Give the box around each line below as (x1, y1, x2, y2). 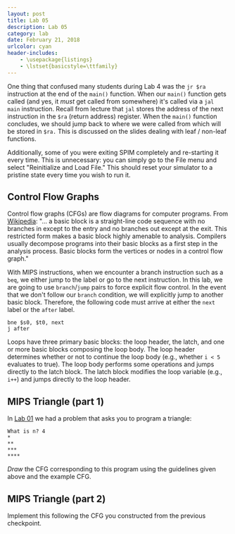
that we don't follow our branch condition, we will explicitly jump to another (7, 290, 224, 299)
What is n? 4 (7, 428, 46, 435)
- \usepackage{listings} (20, 56, 93, 63)
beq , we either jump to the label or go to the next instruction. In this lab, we (7, 275, 223, 284)
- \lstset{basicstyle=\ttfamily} (20, 63, 118, 70)
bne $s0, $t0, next (7, 319, 65, 326)
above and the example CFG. (7, 473, 91, 481)
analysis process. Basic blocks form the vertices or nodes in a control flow (7, 247, 223, 256)
